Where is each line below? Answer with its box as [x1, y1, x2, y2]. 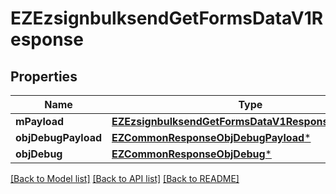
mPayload [15, 115, 65, 128]
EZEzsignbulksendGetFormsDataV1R [10, 7, 324, 30]
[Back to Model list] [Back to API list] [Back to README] [10, 173, 240, 184]
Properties [10, 68, 78, 85]
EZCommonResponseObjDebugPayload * [111, 131, 312, 144]
